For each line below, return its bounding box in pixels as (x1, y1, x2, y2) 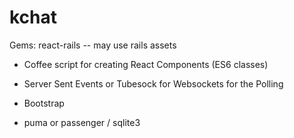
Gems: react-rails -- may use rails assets (9, 39, 177, 51)
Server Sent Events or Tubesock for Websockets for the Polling (23, 77, 284, 90)
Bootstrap (23, 97, 65, 109)
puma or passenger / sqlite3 (23, 116, 141, 128)
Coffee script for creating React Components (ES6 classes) (23, 58, 269, 70)
